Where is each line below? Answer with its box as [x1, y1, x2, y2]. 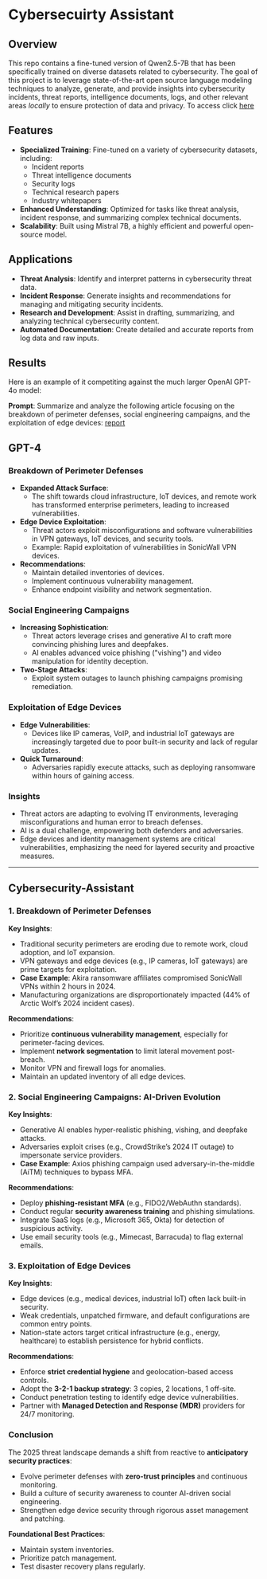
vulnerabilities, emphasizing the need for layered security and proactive [19, 843, 255, 852]
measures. [19, 851, 55, 861]
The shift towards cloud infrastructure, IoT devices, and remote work [31, 492, 257, 501]
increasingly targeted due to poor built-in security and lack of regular [31, 737, 258, 746]
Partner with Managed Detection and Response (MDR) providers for [19, 1401, 246, 1411]
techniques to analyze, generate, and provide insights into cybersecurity [8, 84, 246, 93]
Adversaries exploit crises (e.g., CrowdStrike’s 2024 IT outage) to [19, 1142, 234, 1151]
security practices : [8, 1456, 72, 1465]
